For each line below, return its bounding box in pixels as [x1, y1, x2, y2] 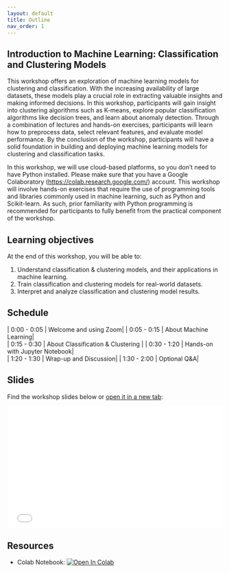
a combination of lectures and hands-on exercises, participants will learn [7, 121, 213, 129]
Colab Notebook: [16, 558, 65, 566]
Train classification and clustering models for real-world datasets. [16, 280, 204, 288]
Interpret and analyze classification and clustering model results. [16, 287, 200, 295]
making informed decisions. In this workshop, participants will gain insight [7, 99, 216, 107]
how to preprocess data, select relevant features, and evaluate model [7, 128, 204, 136]
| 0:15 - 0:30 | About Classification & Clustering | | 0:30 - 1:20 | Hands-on [7, 340, 214, 348]
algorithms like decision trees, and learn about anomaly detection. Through [7, 114, 219, 122]
